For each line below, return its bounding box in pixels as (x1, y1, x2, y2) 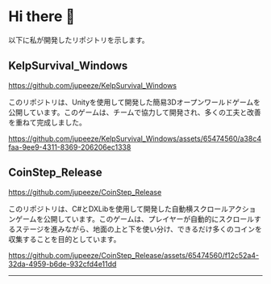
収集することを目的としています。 (8, 234, 121, 244)
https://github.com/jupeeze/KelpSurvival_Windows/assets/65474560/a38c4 (8, 134, 262, 143)
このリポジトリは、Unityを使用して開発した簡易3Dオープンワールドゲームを (8, 97, 261, 107)
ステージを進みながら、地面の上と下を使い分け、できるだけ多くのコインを (15, 224, 262, 234)
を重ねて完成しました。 (8, 117, 86, 127)
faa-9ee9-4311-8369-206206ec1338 (8, 142, 131, 152)
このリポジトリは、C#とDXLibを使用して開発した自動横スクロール (8, 204, 228, 214)
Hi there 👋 (8, 7, 75, 26)
